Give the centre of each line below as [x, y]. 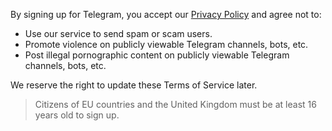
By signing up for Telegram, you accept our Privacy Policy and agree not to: [166, 14]
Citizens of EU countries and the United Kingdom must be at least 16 [175, 104]
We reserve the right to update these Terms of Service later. [134, 85]
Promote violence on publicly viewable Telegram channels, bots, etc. [166, 44]
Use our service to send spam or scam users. [118, 33]
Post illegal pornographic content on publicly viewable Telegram [157, 55]
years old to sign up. [77, 115]
